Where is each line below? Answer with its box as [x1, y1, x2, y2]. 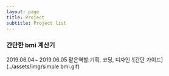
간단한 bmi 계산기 [6, 41, 55, 49]
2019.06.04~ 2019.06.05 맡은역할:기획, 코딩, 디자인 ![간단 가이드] [6, 55, 163, 63]
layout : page [6, 8, 40, 15]
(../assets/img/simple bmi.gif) [6, 63, 80, 70]
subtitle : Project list [6, 20, 67, 26]
